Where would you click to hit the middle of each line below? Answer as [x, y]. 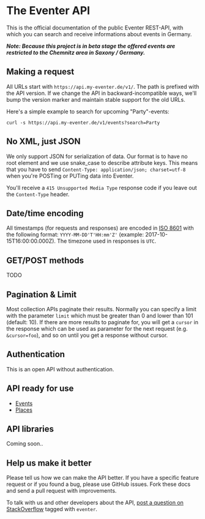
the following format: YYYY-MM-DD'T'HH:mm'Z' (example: [75, 235]
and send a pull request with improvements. [61, 491]
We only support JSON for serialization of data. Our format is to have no [97, 156]
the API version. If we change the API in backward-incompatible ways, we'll [102, 93]
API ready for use [40, 389]
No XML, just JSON [43, 142]
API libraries [30, 429]
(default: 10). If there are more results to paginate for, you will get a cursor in [102, 322]
